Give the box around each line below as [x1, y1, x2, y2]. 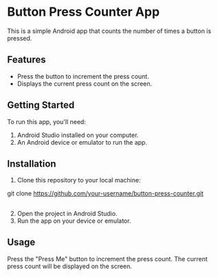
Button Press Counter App [7, 4, 160, 20]
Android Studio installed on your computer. [17, 131, 139, 139]
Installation [7, 158, 56, 169]
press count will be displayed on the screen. [7, 262, 133, 270]
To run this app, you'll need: [7, 117, 86, 125]
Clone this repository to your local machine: [17, 176, 141, 184]
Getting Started [7, 99, 75, 111]
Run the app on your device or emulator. [17, 217, 131, 225]
